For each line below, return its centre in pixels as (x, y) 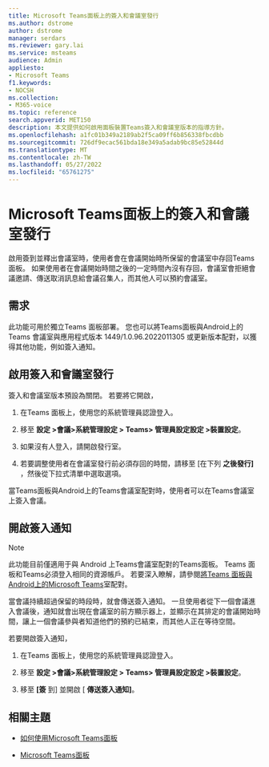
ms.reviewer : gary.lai (46, 46)
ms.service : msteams (43, 53)
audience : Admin (35, 61)
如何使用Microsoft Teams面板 (69, 738)
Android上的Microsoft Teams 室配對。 (70, 584)
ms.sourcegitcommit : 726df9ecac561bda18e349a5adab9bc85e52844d (116, 142)
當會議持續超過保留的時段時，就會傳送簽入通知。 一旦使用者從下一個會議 (128, 601)
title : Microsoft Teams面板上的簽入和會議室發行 (84, 16)
